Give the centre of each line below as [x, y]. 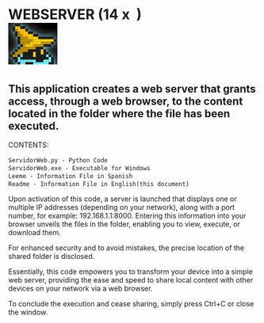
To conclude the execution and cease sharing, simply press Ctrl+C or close [131, 304]
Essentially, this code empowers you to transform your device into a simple [131, 272]
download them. [35, 232]
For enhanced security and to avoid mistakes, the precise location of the [126, 248]
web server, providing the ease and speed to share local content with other [131, 280]
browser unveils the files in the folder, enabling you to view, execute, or [124, 224]
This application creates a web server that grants [132, 89]
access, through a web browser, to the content [126, 101]
